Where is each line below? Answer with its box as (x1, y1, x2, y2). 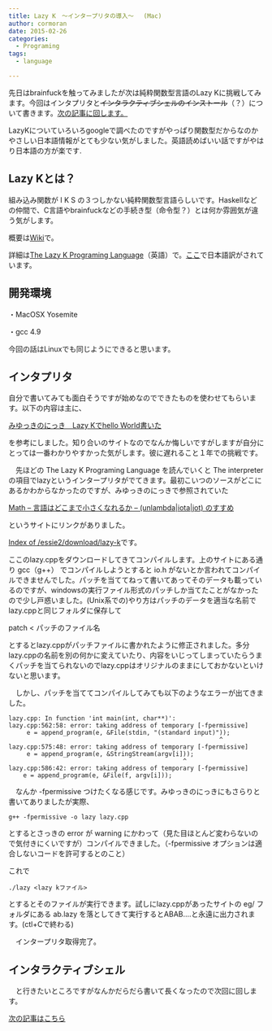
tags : (8, 50, 27, 58)
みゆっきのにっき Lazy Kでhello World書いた (8, 421, 162, 430)
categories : (8, 34, 49, 43)
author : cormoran (8, 20, 67, 28)
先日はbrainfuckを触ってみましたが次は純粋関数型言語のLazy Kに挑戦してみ (8, 87, 262, 98)
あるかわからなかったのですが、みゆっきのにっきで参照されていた (8, 486, 229, 496)
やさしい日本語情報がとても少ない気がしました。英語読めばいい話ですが (8, 135, 250, 145)
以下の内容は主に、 (21, 404, 87, 413)
